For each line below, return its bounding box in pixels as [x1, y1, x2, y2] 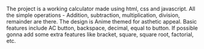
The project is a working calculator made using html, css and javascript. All [6, 5, 195, 12]
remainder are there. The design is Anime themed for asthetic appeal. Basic [6, 18, 197, 25]
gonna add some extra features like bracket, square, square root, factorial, [6, 31, 194, 38]
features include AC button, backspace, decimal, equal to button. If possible [6, 24, 198, 31]
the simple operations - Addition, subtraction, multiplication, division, [6, 11, 180, 19]
